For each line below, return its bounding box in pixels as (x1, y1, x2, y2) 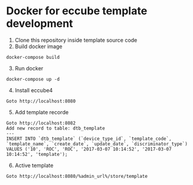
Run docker (14, 64, 43, 72)
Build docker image (14, 43, 63, 50)
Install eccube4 (14, 86, 53, 93)
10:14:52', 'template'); (6, 151, 68, 157)
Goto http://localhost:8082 (6, 120, 76, 126)
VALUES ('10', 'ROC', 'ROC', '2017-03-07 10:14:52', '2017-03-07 (6, 146, 172, 152)
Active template (14, 162, 54, 169)
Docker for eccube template (6, 4, 148, 18)
